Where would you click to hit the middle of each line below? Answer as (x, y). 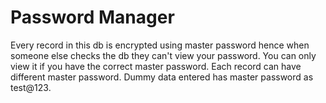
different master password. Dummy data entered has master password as (162, 77)
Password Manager (92, 17)
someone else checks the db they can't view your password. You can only (163, 55)
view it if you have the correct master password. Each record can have (156, 66)
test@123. (31, 87)
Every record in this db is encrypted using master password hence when (160, 45)
